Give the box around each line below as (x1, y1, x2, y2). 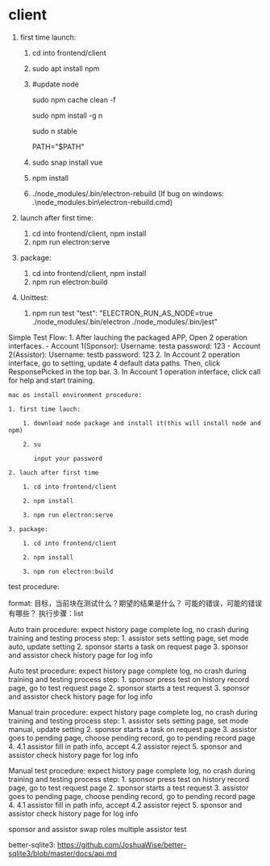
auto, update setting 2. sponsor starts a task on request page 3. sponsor (8, 642, 249, 651)
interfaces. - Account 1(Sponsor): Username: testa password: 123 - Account (8, 341, 261, 350)
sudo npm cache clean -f (31, 94, 116, 104)
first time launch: (19, 32, 77, 42)
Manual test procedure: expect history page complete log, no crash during (8, 765, 255, 776)
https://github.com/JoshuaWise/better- (57, 839, 187, 849)
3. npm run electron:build (23, 567, 114, 575)
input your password (33, 454, 103, 462)
